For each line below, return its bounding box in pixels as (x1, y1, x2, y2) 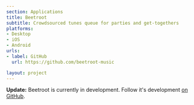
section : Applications (6, 8, 63, 15)
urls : (6, 48, 20, 54)
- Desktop (6, 31, 31, 37)
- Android (6, 43, 31, 49)
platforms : (6, 25, 34, 32)
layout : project (6, 70, 47, 76)
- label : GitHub (6, 53, 47, 59)
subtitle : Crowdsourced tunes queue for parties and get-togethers (6, 20, 180, 26)
